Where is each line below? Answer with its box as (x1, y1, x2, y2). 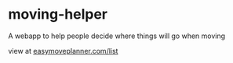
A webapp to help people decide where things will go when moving (8, 31, 226, 40)
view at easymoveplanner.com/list (8, 46, 118, 55)
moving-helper (8, 5, 108, 23)
